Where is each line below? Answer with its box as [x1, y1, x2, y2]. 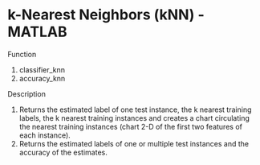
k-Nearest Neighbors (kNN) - [7, 6, 205, 24]
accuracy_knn [18, 73, 66, 83]
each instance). [18, 130, 71, 140]
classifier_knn [18, 64, 66, 74]
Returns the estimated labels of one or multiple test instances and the [18, 138, 250, 148]
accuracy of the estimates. [18, 147, 108, 157]
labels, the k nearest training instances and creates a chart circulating [18, 113, 250, 122]
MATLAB [7, 23, 67, 41]
